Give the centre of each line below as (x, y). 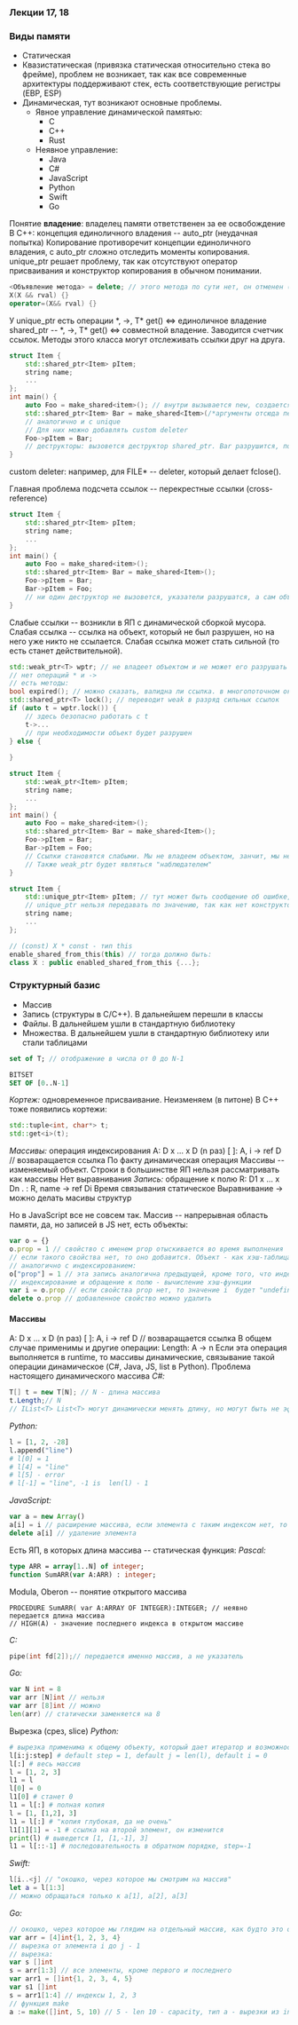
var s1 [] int (33, 1987)
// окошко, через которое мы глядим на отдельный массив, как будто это (146, 1929)
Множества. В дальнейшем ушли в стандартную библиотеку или (145, 1032)
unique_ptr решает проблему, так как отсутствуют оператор (123, 261)
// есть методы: (39, 684)
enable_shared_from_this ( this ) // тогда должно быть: (111, 954)
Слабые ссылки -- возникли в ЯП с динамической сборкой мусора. (138, 622)
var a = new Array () (47, 1517)
